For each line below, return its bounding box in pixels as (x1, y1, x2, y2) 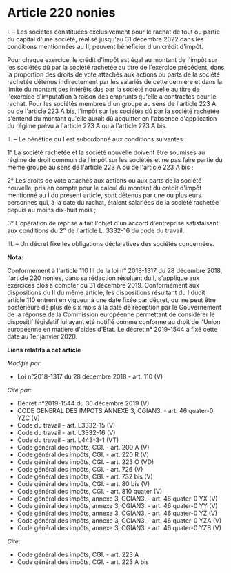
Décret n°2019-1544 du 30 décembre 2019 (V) (17, 399, 150, 408)
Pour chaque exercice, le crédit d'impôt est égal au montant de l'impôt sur (7, 55, 218, 63)
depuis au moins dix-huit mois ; (7, 205, 97, 214)
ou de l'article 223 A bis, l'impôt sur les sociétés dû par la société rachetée (7, 107, 219, 115)
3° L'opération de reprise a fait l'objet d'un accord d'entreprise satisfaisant (7, 219, 219, 227)
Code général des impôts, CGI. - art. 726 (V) (17, 465, 143, 473)
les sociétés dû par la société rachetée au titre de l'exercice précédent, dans (7, 63, 225, 71)
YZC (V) (17, 414, 40, 422)
